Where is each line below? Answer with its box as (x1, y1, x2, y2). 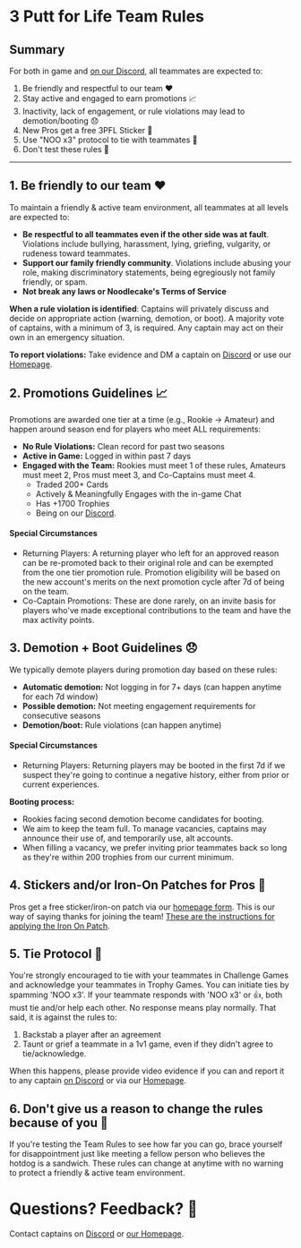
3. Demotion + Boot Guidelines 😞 (9, 640, 198, 655)
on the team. (21, 586, 70, 596)
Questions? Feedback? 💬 (9, 1199, 199, 1219)
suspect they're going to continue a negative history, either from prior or (21, 769, 289, 780)
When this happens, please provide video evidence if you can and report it (9, 1065, 285, 1076)
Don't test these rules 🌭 (21, 144, 109, 154)
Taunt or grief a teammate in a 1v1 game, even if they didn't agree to (21, 1039, 273, 1049)
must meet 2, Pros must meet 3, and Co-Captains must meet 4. (21, 469, 256, 480)
